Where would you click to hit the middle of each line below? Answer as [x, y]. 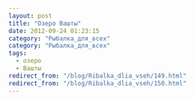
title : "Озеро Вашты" [45, 23]
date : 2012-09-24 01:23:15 [54, 31]
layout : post [30, 16]
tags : [17, 53]
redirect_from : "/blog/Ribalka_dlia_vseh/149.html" [97, 76]
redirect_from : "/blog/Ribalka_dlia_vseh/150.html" [97, 83]
